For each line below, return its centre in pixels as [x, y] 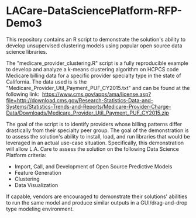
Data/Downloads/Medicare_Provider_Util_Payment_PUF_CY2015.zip [87, 113]
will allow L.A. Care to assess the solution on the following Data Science [93, 149]
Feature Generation [38, 172]
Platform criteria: [26, 155]
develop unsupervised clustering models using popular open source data [94, 46]
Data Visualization [36, 185]
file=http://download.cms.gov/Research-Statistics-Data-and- [80, 100]
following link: [23, 94]
